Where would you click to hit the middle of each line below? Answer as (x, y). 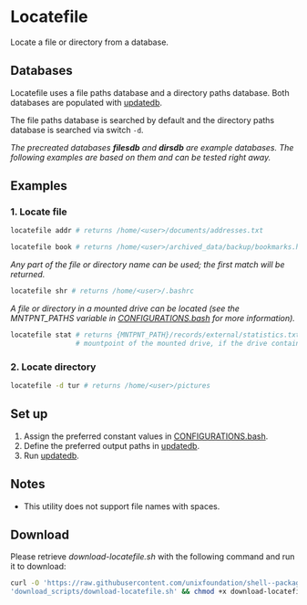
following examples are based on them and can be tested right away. (141, 157)
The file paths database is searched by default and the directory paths (143, 120)
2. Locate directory (53, 367)
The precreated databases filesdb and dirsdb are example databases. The (152, 147)
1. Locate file (39, 212)
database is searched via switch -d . (77, 130)
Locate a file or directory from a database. (90, 42)
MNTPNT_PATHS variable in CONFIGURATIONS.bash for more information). (153, 318)
